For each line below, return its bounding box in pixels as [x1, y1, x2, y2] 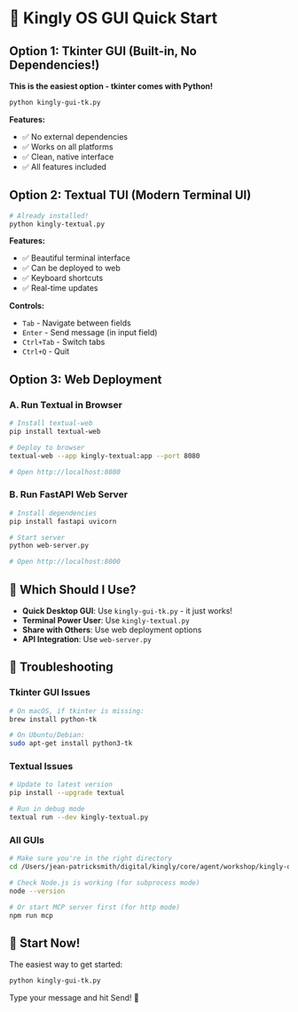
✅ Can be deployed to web [21, 262, 122, 274]
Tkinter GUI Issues [9, 687, 90, 699]
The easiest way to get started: [9, 960, 122, 970]
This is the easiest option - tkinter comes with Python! [9, 81, 213, 92]
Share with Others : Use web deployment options [21, 624, 202, 635]
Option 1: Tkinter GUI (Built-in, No [9, 44, 197, 59]
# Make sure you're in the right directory [9, 854, 173, 863]
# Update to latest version [9, 780, 114, 790]
